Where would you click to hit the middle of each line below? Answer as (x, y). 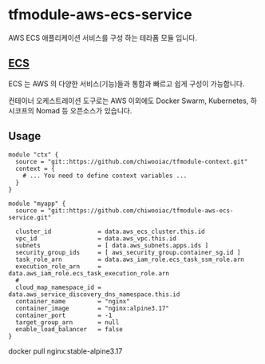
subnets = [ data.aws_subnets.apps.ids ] (112, 245)
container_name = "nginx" (73, 301)
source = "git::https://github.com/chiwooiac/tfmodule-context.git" (132, 161)
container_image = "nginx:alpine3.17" (93, 308)
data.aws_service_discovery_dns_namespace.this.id (94, 294)
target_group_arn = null (67, 322)
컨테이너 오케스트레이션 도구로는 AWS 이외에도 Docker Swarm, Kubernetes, (129, 101)
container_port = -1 (64, 315)
